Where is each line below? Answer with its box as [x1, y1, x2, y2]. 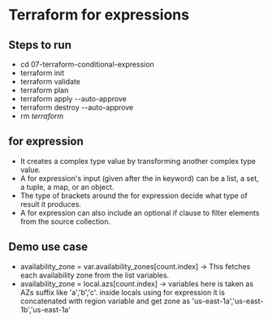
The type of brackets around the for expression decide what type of [19, 191, 248, 200]
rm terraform [19, 111, 64, 121]
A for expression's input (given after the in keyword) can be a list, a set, [19, 173, 259, 183]
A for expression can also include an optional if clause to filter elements [19, 208, 260, 217]
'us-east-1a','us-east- [192, 296, 264, 306]
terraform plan [19, 85, 69, 95]
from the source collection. [19, 217, 111, 226]
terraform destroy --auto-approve [19, 103, 134, 112]
